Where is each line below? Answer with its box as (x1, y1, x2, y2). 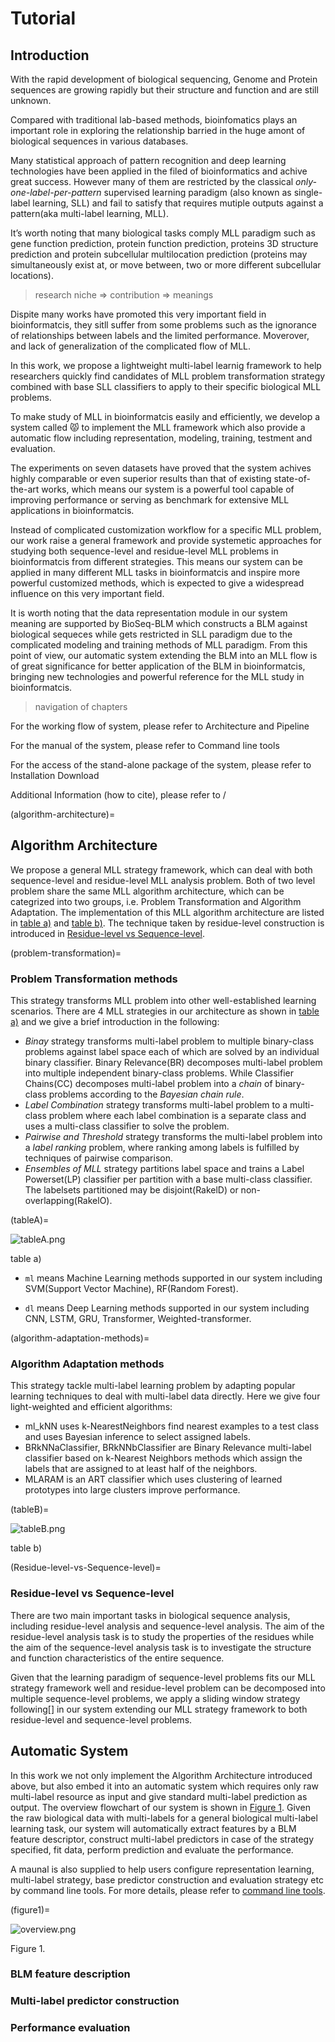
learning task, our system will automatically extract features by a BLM (10, 1822, 297, 1834)
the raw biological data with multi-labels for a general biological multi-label (10, 1812, 318, 1824)
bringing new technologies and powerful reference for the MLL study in (10, 671, 305, 682)
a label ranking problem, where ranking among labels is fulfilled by (24, 1142, 300, 1154)
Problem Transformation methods (10, 972, 178, 986)
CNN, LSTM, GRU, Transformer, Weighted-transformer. (24, 1313, 252, 1325)
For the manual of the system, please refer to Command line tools (10, 740, 280, 751)
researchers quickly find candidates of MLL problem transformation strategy (10, 370, 326, 382)
